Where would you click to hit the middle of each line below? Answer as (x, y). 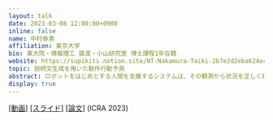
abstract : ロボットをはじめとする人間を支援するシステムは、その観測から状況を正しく (135, 76)
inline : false (32, 31)
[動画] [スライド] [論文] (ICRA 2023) (68, 108)
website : (23, 62)
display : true (32, 84)
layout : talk (30, 16)
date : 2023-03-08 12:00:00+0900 (63, 24)
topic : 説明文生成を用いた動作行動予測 (67, 69)
